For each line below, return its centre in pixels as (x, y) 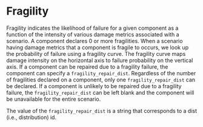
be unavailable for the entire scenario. (54, 99)
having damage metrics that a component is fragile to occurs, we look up (98, 47)
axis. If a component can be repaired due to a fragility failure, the (87, 67)
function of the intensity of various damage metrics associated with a (93, 34)
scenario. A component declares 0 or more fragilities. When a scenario (95, 41)
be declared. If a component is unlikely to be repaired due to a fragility (94, 86)
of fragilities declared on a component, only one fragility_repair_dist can (101, 80)
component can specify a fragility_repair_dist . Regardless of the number (101, 73)
